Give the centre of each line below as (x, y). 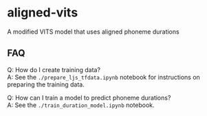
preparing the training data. (46, 84)
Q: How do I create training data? (54, 69)
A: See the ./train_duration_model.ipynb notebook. (81, 105)
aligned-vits (43, 13)
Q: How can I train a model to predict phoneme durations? (89, 97)
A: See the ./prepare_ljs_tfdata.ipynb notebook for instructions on (104, 77)
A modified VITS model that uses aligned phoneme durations (94, 32)
